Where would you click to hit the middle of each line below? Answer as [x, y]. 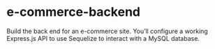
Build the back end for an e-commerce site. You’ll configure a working [107, 31]
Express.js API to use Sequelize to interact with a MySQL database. [103, 38]
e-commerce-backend [74, 12]
